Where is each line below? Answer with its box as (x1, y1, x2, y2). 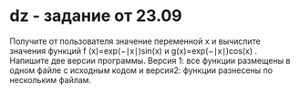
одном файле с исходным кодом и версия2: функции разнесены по (9, 65, 274, 76)
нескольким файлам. (9, 74, 92, 85)
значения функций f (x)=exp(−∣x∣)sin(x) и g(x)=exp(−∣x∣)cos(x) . (9, 45, 258, 56)
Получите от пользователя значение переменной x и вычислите (9, 36, 262, 47)
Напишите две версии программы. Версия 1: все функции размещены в (9, 55, 291, 66)
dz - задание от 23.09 (9, 5, 182, 26)
